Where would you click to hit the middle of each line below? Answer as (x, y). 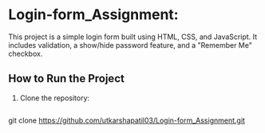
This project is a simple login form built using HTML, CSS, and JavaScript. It (133, 37)
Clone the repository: (55, 98)
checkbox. (26, 53)
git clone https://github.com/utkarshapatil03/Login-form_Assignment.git (127, 120)
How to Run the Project (67, 78)
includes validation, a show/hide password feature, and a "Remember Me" (131, 45)
